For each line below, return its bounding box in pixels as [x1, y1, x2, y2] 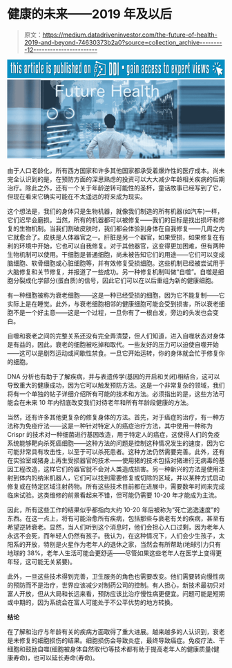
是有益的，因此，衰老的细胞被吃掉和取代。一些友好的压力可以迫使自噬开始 [7, 341, 219, 349]
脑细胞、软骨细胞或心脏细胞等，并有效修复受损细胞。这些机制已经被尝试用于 [7, 259, 225, 267]
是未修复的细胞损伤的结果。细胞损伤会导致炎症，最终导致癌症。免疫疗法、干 [7, 636, 225, 644]
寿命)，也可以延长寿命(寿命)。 [12, 653, 99, 662]
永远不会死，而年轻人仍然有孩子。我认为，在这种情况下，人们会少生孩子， [7, 532, 219, 540]
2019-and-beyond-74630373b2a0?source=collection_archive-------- [23, 38, 222, 46]
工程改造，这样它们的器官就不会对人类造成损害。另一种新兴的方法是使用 [12, 465, 219, 473]
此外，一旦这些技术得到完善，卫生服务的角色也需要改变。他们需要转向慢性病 [7, 572, 225, 581]
